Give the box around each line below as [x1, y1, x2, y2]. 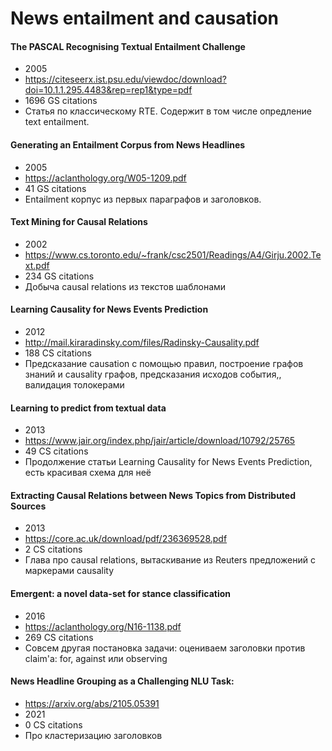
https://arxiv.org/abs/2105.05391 [24, 697, 160, 709]
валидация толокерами [24, 379, 125, 391]
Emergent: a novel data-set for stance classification [10, 588, 232, 599]
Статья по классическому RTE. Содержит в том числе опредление [24, 105, 312, 117]
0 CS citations [24, 718, 83, 731]
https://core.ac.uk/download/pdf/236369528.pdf [24, 533, 228, 545]
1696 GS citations [24, 95, 98, 107]
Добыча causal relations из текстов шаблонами [24, 280, 227, 292]
